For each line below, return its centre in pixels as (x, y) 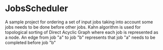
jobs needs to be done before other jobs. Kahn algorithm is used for (73, 27)
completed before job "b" (30, 42)
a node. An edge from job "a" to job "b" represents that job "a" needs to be (80, 37)
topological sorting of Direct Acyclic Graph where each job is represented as (82, 32)
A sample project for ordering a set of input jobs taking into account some (79, 22)
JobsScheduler (36, 8)
